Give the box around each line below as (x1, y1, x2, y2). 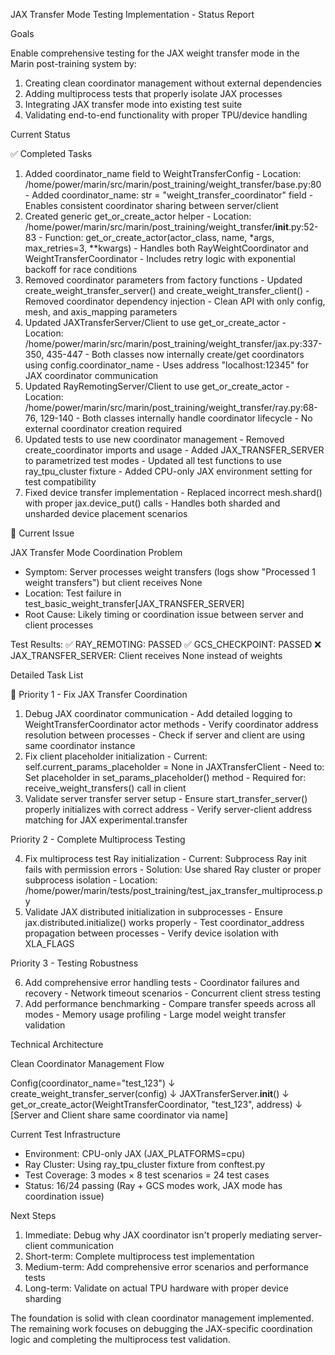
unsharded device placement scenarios (24, 508, 188, 519)
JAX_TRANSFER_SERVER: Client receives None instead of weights (10, 650, 283, 661)
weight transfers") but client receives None (24, 577, 203, 588)
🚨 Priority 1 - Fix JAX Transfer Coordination (10, 689, 188, 700)
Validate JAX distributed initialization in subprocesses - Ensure (24, 906, 283, 918)
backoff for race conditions (24, 264, 138, 275)
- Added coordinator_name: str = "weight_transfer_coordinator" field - (24, 189, 314, 201)
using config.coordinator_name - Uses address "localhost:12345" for (24, 359, 309, 371)
